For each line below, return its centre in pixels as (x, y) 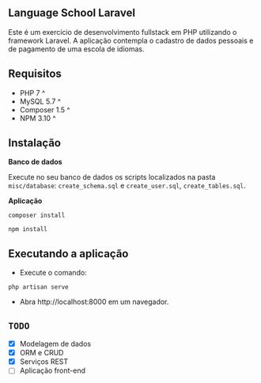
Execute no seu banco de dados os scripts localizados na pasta (112, 177)
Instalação (35, 143)
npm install (28, 229)
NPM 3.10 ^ (38, 118)
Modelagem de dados (55, 344)
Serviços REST (44, 362)
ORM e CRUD (42, 353)
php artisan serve (38, 287)
